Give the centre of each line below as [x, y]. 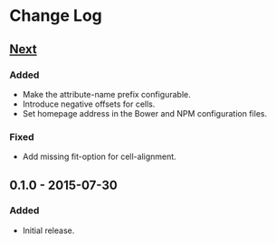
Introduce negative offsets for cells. [89, 104]
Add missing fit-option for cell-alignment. [99, 157]
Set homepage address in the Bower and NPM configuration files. [145, 113]
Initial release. [48, 230]
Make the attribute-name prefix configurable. [107, 94]
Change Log [56, 16]
